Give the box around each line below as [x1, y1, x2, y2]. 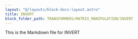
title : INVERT [5, 12, 34, 17]
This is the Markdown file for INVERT [5, 30, 80, 36]
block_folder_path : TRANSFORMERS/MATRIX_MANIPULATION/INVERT [5, 16, 134, 21]
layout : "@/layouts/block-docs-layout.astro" [5, 7, 100, 12]
